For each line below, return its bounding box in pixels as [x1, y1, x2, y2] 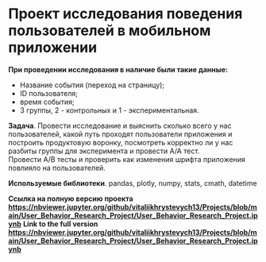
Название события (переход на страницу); [19, 80, 165, 90]
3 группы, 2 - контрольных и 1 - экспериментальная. [19, 105, 200, 115]
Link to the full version [22, 219, 98, 229]
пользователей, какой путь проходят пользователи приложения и [8, 129, 233, 139]
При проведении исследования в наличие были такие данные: [8, 64, 229, 74]
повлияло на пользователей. [8, 163, 106, 172]
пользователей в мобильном [8, 21, 211, 40]
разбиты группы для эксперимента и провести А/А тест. [8, 146, 200, 156]
